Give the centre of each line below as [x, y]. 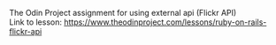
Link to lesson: [36, 22]
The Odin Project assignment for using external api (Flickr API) [123, 13]
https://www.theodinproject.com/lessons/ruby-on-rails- [165, 22]
